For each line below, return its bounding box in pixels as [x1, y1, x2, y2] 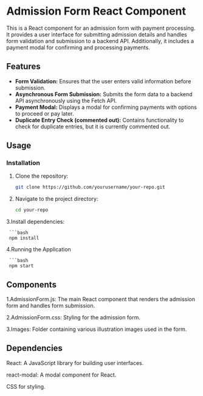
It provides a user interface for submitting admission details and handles [6, 30, 187, 38]
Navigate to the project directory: [15, 195, 98, 203]
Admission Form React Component [6, 4, 187, 18]
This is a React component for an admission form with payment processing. [6, 24, 196, 32]
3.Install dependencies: [6, 218, 65, 226]
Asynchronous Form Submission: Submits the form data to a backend [15, 90, 193, 98]
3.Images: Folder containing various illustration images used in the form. [6, 325, 187, 333]
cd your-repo [15, 207, 49, 214]
